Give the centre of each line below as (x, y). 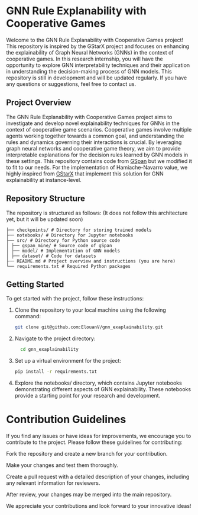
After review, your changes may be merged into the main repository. (89, 494)
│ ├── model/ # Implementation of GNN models (63, 251)
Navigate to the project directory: (55, 338)
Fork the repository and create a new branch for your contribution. (87, 453)
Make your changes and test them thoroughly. (62, 465)
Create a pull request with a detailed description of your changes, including (98, 476)
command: (28, 316)
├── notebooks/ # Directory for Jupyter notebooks (70, 235)
